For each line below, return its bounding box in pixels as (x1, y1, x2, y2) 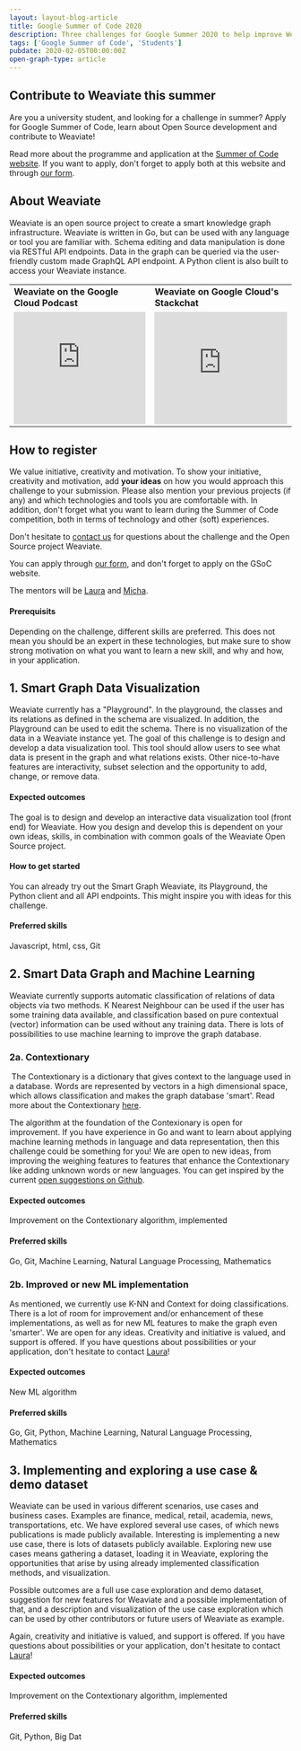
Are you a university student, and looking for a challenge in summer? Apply (9, 111, 287, 122)
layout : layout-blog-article (9, 13, 118, 22)
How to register (9, 443, 98, 458)
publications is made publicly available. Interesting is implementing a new (9, 1529, 280, 1540)
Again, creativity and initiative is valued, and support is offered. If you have (9, 1631, 285, 1641)
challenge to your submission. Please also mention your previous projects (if (9, 486, 291, 497)
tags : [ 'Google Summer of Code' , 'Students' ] (9, 38, 182, 48)
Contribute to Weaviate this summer (9, 88, 217, 103)
